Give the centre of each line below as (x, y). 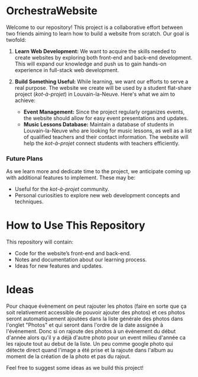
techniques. (29, 201)
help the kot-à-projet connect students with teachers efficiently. (101, 143)
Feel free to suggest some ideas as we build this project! (75, 368)
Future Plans (25, 158)
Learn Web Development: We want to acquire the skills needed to (95, 51)
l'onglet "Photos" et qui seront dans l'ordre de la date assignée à (85, 325)
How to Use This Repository (76, 225)
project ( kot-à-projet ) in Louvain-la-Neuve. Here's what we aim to (95, 94)
